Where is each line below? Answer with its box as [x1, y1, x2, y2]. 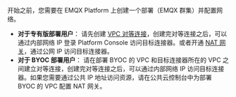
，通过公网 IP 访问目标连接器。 [23, 47, 114, 55]
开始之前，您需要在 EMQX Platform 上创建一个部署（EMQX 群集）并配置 [7, 6, 217, 14]
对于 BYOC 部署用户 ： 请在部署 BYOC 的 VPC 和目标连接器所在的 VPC [17, 56, 221, 64]
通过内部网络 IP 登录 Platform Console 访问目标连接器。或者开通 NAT [17, 38, 218, 47]
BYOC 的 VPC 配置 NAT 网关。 [17, 82, 106, 90]
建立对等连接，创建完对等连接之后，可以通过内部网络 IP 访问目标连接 [23, 65, 225, 73]
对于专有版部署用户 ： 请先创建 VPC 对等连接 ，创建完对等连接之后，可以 [17, 30, 228, 38]
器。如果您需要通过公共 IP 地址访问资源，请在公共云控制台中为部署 [17, 73, 213, 82]
